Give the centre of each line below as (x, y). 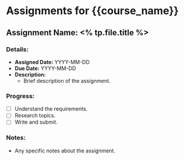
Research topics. (35, 115)
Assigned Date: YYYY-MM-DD (52, 62)
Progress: (21, 96)
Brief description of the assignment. (67, 81)
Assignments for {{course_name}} (93, 11)
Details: (17, 49)
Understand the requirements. (51, 109)
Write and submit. (36, 122)
